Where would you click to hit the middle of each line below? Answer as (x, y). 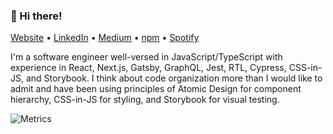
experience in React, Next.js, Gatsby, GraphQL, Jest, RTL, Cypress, (148, 68)
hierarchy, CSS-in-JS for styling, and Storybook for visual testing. (145, 100)
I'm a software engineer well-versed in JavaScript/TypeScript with (146, 57)
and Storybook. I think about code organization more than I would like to (174, 78)
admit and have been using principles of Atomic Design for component (156, 89)
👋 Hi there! (36, 16)
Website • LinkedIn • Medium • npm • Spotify (105, 38)
